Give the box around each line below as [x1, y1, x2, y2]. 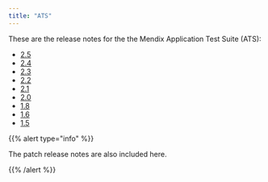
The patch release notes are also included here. [8, 149, 167, 159]
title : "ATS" [8, 11, 52, 20]
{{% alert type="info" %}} [8, 134, 94, 143]
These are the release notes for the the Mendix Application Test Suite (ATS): [8, 34, 262, 43]
